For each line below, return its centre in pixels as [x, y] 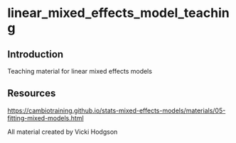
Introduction [36, 54]
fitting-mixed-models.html [45, 118]
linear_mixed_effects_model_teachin [118, 13]
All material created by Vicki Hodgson [63, 132]
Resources [32, 93]
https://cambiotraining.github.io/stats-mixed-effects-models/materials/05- [117, 110]
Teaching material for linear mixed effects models [80, 71]
